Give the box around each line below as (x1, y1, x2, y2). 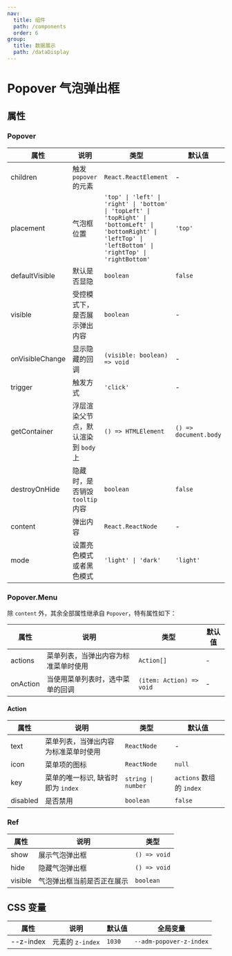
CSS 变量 (7, 901, 47, 913)
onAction (10, 679, 40, 689)
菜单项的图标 (44, 760, 87, 770)
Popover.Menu (7, 592, 58, 602)
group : (7, 36, 26, 43)
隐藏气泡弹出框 (38, 863, 88, 872)
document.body (175, 430, 222, 439)
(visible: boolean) (104, 351, 168, 359)
